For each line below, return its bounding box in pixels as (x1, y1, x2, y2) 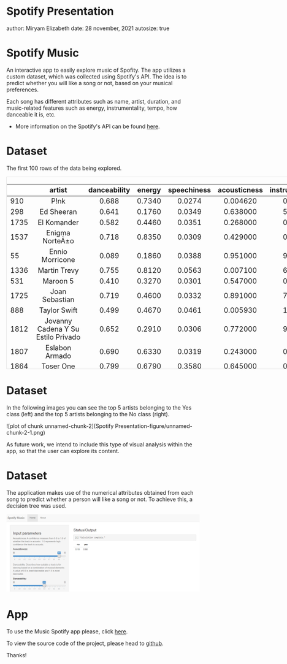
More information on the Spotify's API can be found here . (15, 123, 161, 130)
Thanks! (6, 651, 27, 658)
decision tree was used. (6, 502, 67, 509)
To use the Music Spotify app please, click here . (6, 627, 128, 635)
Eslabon (45, 343, 72, 352)
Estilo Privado (36, 332, 81, 342)
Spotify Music (6, 46, 79, 60)
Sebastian (42, 296, 75, 304)
